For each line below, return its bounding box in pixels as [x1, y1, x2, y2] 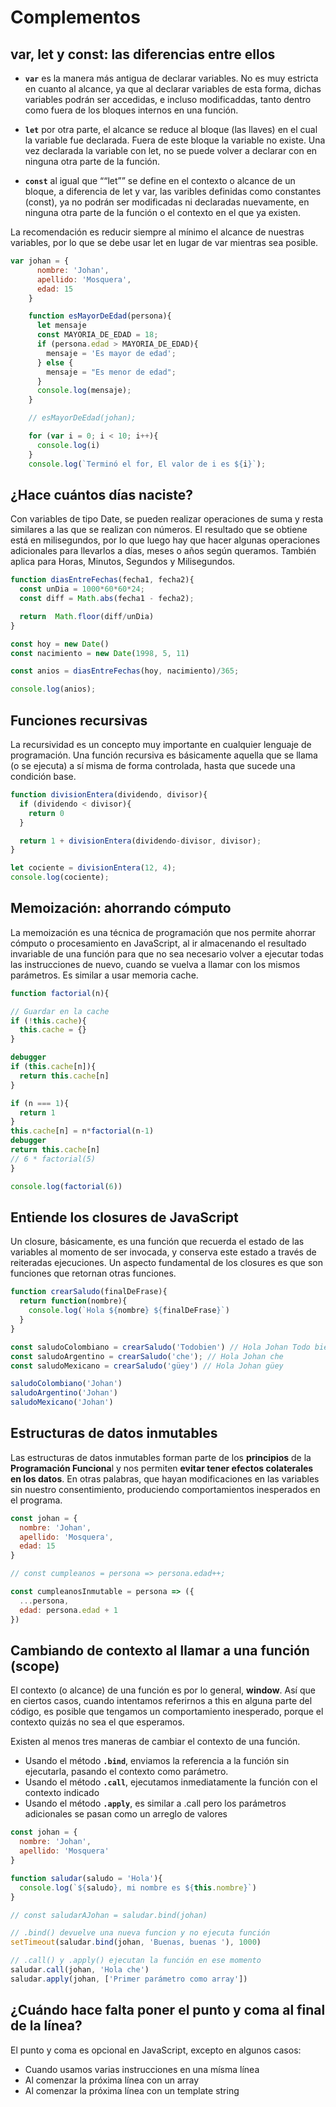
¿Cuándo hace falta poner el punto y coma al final [10, 2002, 326, 2019]
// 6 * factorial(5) [10, 1154, 97, 1164]
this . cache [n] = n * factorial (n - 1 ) [10, 1126, 155, 1136]
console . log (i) [36, 440, 101, 450]
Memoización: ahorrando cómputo [10, 900, 232, 917]
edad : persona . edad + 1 [19, 1605, 118, 1615]
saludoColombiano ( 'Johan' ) [10, 1379, 123, 1389]
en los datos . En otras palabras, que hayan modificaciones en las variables [10, 1472, 320, 1485]
